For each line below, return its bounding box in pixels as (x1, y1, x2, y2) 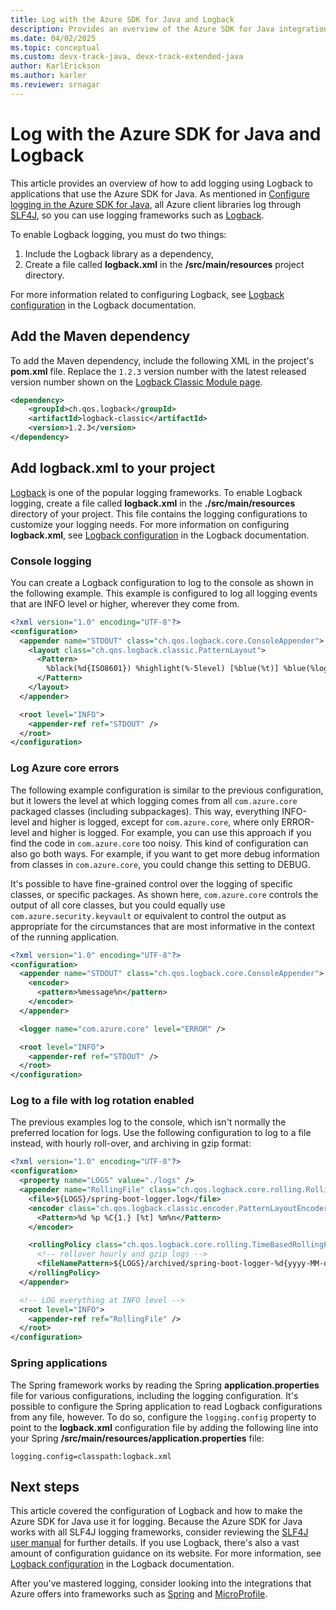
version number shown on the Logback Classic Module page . (10, 376, 263, 388)
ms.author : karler (10, 71, 87, 81)
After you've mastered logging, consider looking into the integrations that (10, 1577, 312, 1590)
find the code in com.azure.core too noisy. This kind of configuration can (10, 837, 309, 849)
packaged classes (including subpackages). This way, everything (10, 805, 280, 817)
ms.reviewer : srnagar (10, 80, 101, 90)
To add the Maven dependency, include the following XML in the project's (10, 354, 315, 366)
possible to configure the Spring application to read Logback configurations (10, 1400, 323, 1412)
